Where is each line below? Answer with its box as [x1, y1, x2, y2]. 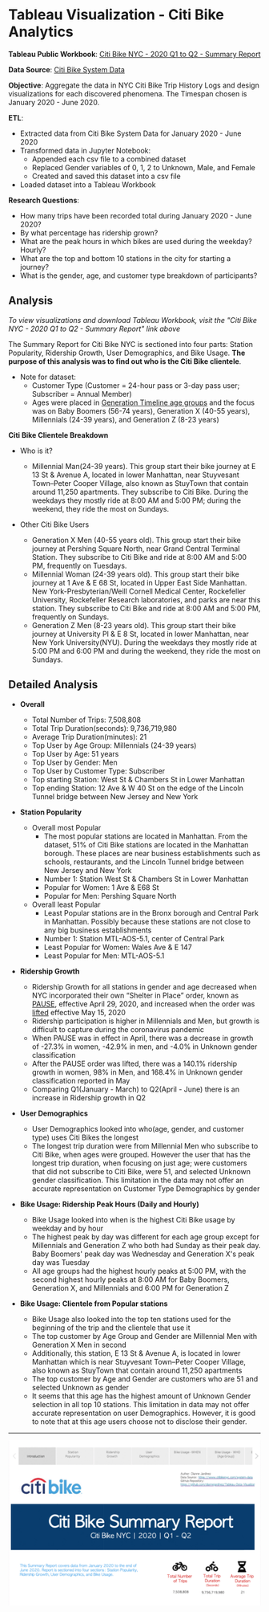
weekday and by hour [31, 1223, 104, 1233]
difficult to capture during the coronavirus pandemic [31, 1024, 205, 1034]
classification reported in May [31, 1075, 130, 1085]
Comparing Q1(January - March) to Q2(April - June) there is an [31, 1084, 240, 1094]
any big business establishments [43, 925, 152, 935]
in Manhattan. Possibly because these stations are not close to [43, 916, 251, 926]
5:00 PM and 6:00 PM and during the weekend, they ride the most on [31, 646, 261, 655]
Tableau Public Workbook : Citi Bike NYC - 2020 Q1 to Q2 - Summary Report [8, 49, 261, 59]
